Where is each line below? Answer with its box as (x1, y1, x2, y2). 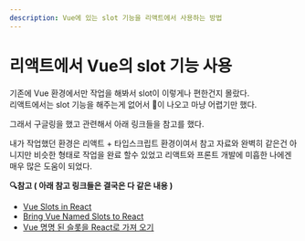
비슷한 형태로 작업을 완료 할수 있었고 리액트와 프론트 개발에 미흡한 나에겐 (33, 149, 292, 160)
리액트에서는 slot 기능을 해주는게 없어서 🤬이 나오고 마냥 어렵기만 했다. (9, 99, 258, 110)
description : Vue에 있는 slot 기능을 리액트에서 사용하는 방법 (9, 13, 223, 23)
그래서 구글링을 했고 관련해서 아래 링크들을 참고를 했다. (9, 118, 205, 129)
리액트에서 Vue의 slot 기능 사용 (9, 56, 233, 76)
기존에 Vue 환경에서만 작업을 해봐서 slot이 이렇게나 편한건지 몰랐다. (9, 88, 250, 99)
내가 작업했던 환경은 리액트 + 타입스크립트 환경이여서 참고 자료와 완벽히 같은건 (9, 138, 288, 149)
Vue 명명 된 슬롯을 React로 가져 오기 (22, 221, 154, 233)
